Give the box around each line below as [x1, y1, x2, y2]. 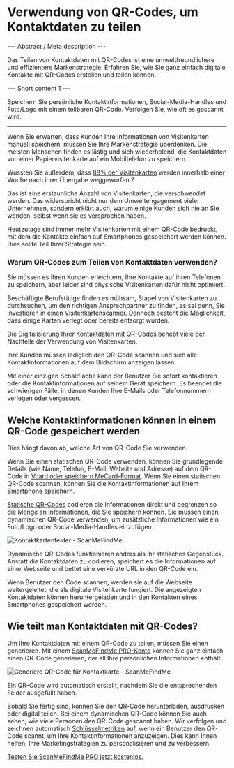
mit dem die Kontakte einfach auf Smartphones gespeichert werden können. [7, 232, 226, 241]
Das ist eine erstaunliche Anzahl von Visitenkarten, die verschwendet [7, 189, 206, 198]
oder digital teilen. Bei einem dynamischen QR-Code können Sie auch [7, 709, 208, 718]
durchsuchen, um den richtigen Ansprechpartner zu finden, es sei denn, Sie [7, 302, 225, 310]
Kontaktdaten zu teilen [7, 19, 141, 35]
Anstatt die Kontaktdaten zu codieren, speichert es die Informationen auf [7, 557, 216, 566]
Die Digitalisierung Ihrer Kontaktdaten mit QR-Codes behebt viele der [7, 330, 205, 339]
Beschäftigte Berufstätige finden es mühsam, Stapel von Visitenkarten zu [7, 294, 217, 302]
